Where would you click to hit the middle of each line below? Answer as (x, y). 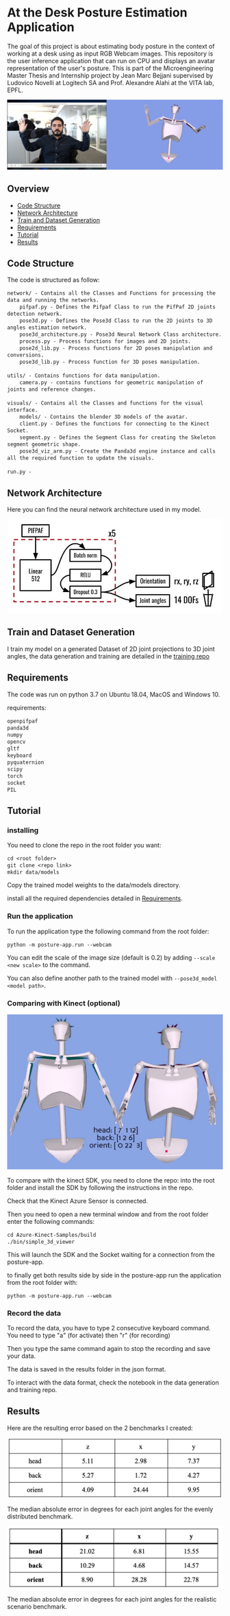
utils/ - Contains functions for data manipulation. (84, 376)
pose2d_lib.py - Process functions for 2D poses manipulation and (116, 348)
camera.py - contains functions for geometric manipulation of (112, 383)
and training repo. (32, 1389)
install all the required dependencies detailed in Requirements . (95, 898)
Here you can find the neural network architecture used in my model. (104, 510)
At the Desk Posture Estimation (97, 13)
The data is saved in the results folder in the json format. (87, 1369)
